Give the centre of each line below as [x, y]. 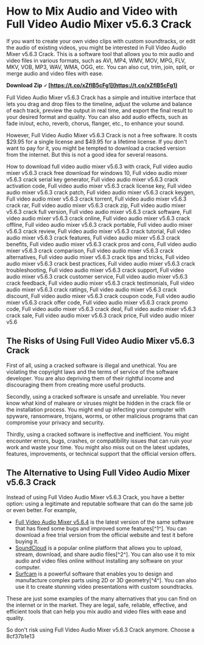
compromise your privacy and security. [55, 422]
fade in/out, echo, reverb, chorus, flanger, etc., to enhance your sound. [95, 123]
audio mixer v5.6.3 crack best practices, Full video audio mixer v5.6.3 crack [101, 263]
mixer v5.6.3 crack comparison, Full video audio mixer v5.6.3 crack [90, 251]
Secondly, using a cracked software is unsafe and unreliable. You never [96, 396]
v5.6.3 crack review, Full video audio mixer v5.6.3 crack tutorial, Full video [99, 231]
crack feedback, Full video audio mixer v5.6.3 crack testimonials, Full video [100, 283]
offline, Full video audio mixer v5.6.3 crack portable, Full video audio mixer [100, 224]
